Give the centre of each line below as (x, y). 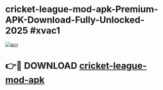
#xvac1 (45, 31)
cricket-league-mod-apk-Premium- (82, 9)
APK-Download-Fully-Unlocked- (75, 20)
